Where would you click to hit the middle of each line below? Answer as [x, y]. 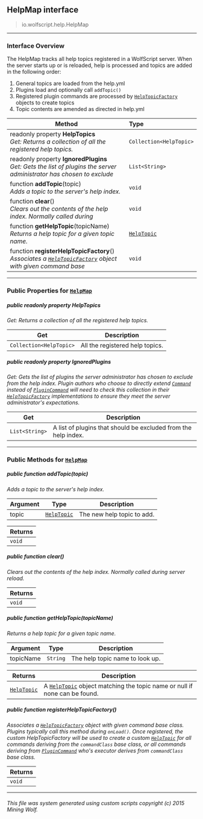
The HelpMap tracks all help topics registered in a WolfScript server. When [99, 59]
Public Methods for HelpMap [47, 459]
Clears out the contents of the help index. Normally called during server [96, 572]
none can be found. [71, 693]
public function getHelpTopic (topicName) [60, 618]
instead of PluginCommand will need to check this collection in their [88, 389]
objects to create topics [45, 103]
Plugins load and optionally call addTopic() [68, 90]
